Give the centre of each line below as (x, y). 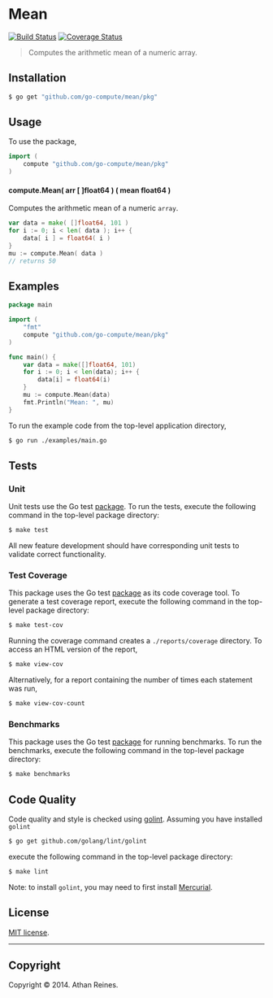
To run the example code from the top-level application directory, (117, 425)
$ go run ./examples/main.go (58, 440)
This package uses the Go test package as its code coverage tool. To (124, 593)
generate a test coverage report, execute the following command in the (128, 602)
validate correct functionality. (58, 555)
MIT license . (29, 932)
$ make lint (28, 871)
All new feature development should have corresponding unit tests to (124, 546)
